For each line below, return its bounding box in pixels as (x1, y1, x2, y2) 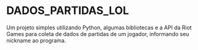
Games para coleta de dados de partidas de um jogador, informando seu (6, 30, 189, 37)
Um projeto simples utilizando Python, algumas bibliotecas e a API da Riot (6, 24, 192, 31)
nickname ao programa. (6, 37, 66, 44)
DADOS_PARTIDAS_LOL (6, 4, 130, 18)
